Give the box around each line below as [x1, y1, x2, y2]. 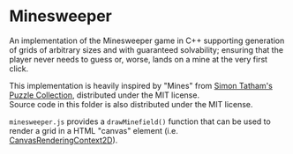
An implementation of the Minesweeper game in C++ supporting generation [9, 35, 285, 46]
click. [9, 63, 29, 74]
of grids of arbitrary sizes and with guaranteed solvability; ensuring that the [9, 44, 284, 55]
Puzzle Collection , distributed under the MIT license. [9, 90, 200, 100]
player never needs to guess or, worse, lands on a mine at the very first [9, 54, 267, 64]
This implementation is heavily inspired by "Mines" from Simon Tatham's [9, 80, 274, 91]
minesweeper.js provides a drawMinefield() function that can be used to [9, 116, 271, 127]
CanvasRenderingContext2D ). [9, 135, 118, 145]
